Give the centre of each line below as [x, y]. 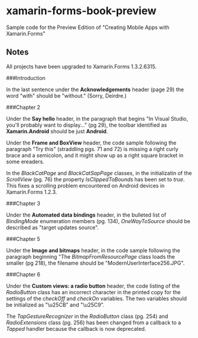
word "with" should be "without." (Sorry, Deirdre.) [66, 95]
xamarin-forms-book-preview [81, 11]
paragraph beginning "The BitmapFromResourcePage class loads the [91, 256]
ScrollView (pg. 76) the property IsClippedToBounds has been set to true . [95, 179]
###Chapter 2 [23, 107]
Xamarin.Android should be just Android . [57, 131]
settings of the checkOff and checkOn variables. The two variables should [97, 298]
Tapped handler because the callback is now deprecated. [76, 329]
